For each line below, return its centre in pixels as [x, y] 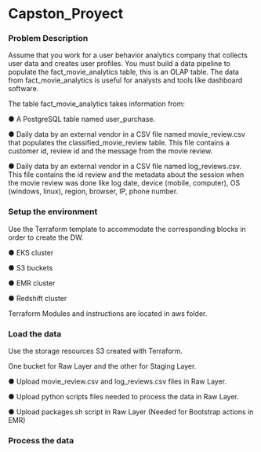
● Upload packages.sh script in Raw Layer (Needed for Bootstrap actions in [131, 412]
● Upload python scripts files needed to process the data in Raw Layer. [123, 397]
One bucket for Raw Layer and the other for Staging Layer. [102, 366]
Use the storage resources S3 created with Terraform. [95, 351]
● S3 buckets [31, 267]
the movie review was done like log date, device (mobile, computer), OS [124, 183]
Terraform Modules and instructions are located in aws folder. [108, 313]
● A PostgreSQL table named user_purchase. [82, 119]
